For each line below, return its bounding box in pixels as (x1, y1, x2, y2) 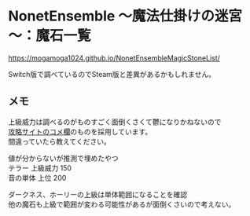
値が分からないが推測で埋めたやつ (8, 153, 119, 163)
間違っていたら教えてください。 (8, 137, 112, 146)
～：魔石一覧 (8, 27, 92, 45)
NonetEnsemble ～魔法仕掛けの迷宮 (8, 7, 242, 25)
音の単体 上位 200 (8, 173, 67, 182)
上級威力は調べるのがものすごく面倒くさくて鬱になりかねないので (8, 117, 222, 126)
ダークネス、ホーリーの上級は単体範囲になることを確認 (8, 189, 187, 199)
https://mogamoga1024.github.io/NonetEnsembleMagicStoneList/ (8, 53, 220, 63)
